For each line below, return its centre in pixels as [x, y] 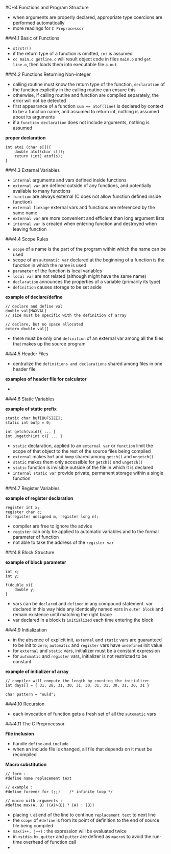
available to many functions [42, 191]
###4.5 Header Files [27, 354]
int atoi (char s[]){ [28, 147]
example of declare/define [34, 297]
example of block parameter [36, 562]
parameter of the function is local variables [57, 271]
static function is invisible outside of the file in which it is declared [83, 467]
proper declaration [26, 138]
